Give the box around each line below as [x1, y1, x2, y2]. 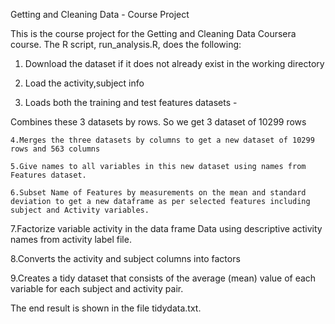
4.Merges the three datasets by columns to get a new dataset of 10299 [10, 135, 315, 145]
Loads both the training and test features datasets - [24, 97, 238, 108]
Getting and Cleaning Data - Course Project [10, 9, 190, 20]
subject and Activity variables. [10, 205, 150, 215]
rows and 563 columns [10, 144, 101, 154]
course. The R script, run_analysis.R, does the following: [10, 39, 242, 50]
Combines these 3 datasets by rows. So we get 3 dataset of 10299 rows [10, 116, 307, 128]
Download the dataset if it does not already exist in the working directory [24, 58, 325, 69]
